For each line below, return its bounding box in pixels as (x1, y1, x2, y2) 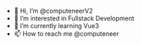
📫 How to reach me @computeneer (13, 30, 119, 38)
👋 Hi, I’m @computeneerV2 (13, 7, 93, 15)
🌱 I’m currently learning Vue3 (13, 22, 99, 30)
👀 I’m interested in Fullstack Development (13, 14, 135, 22)
